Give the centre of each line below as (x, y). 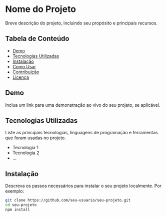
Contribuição (26, 72)
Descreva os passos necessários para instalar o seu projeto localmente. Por (83, 186)
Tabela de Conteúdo (37, 39)
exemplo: (14, 191)
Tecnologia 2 (26, 153)
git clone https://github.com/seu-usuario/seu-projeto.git (68, 201)
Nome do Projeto (41, 9)
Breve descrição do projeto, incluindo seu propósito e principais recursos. (81, 23)
